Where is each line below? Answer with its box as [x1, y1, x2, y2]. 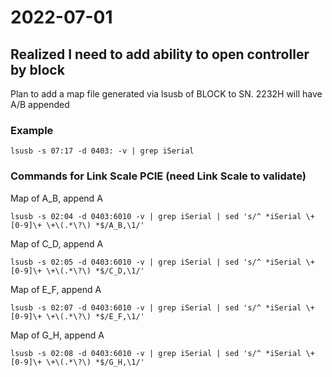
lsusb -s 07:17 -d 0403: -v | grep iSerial [10, 146, 195, 156]
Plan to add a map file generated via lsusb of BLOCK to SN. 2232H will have [10, 88, 323, 100]
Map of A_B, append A [10, 192, 103, 204]
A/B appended [10, 99, 70, 110]
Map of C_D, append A [10, 237, 104, 250]
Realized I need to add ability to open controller [10, 46, 310, 63]
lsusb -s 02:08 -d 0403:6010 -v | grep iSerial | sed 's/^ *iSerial [10, 348, 302, 358]
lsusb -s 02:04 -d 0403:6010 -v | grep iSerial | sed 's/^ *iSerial [10, 211, 302, 221]
